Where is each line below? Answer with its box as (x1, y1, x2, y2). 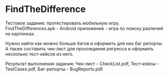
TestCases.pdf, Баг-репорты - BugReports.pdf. (5, 66, 104, 72)
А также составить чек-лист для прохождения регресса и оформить (5, 45, 154, 51)
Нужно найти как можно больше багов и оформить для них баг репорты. (5, 40, 163, 46)
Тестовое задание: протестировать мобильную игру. (5, 20, 120, 26)
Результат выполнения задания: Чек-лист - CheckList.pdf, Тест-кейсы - (5, 60, 159, 66)
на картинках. (5, 30, 35, 36)
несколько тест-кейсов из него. (5, 51, 74, 57)
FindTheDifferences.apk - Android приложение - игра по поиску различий (5, 25, 163, 31)
